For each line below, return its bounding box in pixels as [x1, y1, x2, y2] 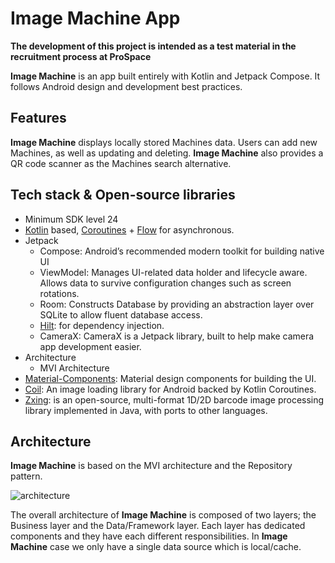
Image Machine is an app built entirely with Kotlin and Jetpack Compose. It [10, 70, 321, 82]
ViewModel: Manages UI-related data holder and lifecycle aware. [39, 266, 308, 278]
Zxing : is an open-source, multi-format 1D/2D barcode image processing [24, 393, 325, 406]
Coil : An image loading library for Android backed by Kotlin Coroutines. [24, 383, 317, 395]
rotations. [39, 287, 80, 299]
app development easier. [39, 340, 142, 352]
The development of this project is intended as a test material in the [10, 40, 297, 52]
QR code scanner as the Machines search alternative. [10, 157, 232, 169]
